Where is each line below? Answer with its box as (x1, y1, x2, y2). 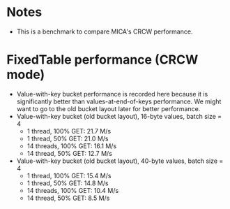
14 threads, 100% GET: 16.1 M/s (26, 141, 117, 150)
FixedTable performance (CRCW (6, 52, 199, 68)
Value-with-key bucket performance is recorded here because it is (16, 89, 208, 98)
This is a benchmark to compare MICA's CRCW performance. (16, 27, 193, 36)
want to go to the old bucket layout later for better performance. (16, 104, 201, 113)
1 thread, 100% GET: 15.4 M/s (26, 171, 112, 180)
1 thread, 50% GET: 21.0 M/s (26, 134, 109, 143)
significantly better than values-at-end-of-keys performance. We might (16, 97, 222, 106)
